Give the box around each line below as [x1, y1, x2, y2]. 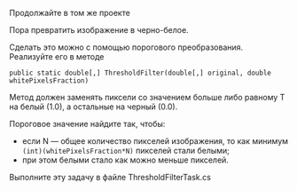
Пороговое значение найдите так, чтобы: [9, 119, 166, 129]
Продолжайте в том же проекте [9, 8, 130, 18]
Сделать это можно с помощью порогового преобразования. [9, 42, 244, 52]
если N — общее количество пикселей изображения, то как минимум [21, 136, 289, 146]
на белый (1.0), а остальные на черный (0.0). [9, 101, 178, 112]
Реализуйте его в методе [9, 52, 105, 61]
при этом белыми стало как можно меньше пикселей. [21, 155, 229, 165]
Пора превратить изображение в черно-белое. [9, 25, 189, 35]
